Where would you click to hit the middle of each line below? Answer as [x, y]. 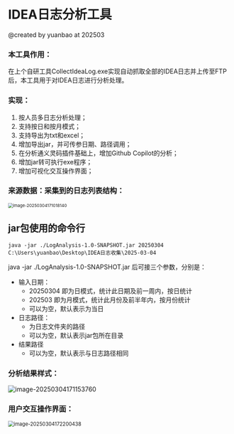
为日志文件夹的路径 [57, 326]
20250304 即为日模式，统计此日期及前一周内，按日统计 [111, 291]
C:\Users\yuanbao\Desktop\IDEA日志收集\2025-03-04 [82, 253]
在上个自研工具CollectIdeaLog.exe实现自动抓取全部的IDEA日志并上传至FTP [118, 71]
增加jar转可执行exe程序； [55, 162]
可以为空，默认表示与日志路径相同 [79, 353]
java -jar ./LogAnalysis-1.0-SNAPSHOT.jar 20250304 [86, 245]
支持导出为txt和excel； [52, 135]
